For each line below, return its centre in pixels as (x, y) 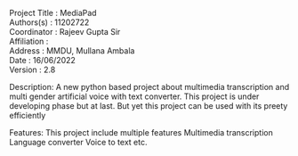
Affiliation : (29, 41)
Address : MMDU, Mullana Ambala (72, 51)
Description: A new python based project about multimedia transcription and (149, 87)
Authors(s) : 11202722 (49, 22)
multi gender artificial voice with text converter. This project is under (134, 96)
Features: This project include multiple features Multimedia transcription (141, 132)
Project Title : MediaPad (53, 13)
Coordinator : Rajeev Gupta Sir (65, 32)
